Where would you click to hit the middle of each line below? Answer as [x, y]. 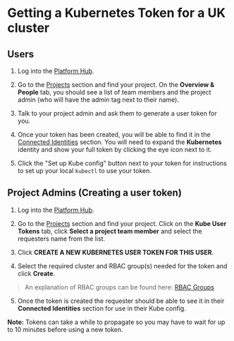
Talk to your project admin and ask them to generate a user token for [117, 113]
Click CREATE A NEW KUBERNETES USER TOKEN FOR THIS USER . [115, 252]
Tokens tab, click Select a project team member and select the [110, 231]
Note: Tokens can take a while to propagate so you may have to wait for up [116, 322]
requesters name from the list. [61, 239]
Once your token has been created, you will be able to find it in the [114, 134]
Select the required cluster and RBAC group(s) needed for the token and [122, 265]
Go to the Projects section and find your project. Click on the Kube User [122, 223]
